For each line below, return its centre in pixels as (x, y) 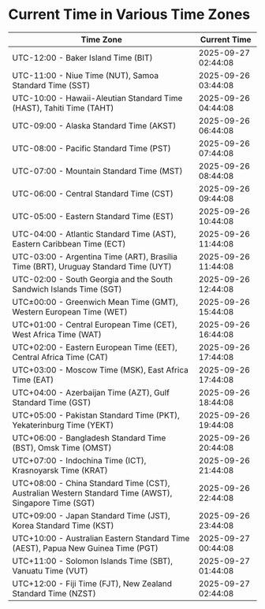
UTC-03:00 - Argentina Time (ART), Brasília (95, 256)
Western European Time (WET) (70, 311)
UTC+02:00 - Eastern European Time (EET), (95, 347)
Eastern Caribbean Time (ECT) (69, 243)
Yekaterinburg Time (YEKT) (63, 425)
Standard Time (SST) (51, 85)
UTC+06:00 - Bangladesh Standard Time (89, 437)
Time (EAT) (33, 380)
